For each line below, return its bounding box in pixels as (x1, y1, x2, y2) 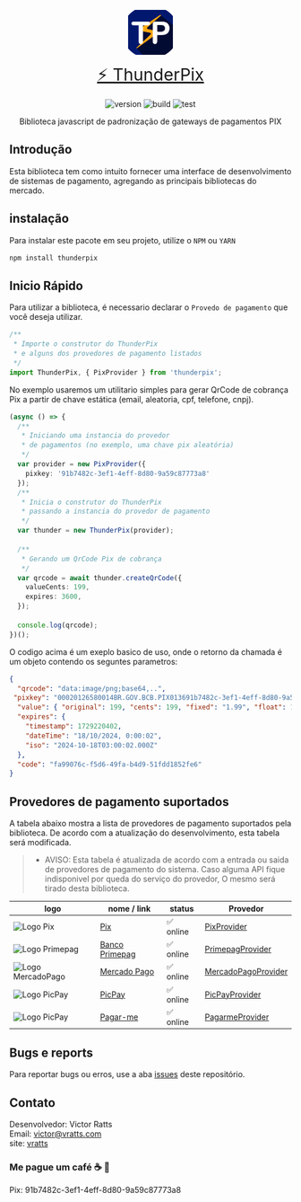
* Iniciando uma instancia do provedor (21, 431, 170, 440)
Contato (9, 1095, 56, 1110)
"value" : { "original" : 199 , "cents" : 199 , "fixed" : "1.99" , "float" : (17, 703, 287, 712)
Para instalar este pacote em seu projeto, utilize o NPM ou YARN (9, 234, 236, 245)
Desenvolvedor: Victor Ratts (9, 1119, 113, 1129)
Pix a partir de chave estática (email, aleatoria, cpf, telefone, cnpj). (9, 393, 254, 404)
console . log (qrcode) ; (17, 621, 99, 630)
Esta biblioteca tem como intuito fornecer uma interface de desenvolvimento (9, 165, 292, 176)
